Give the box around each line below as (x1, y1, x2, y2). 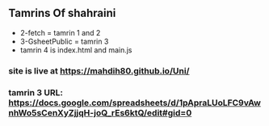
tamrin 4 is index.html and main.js (19, 44, 132, 55)
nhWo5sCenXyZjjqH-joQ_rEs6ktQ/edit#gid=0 (8, 107, 192, 118)
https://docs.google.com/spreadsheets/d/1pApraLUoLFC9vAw (8, 97, 261, 108)
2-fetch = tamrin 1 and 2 (19, 27, 101, 37)
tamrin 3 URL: (8, 86, 63, 98)
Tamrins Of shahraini (8, 6, 116, 20)
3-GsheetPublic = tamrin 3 (19, 36, 109, 46)
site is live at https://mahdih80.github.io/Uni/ (8, 65, 190, 76)
